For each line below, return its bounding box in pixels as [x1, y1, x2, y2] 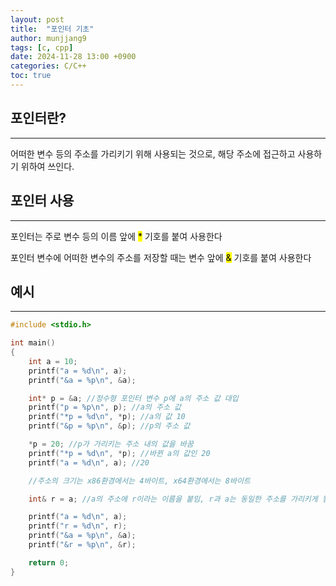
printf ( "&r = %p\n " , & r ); [28, 540, 137, 550]
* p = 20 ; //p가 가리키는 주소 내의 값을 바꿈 [28, 439, 194, 450]
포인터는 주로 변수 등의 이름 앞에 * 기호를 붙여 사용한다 [10, 230, 223, 242]
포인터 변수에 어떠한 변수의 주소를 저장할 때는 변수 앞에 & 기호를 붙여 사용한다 [10, 251, 312, 263]
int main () [10, 338, 56, 348]
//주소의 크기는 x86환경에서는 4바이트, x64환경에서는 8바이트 [28, 476, 251, 486]
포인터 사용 [10, 192, 75, 210]
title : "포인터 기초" [10, 24, 95, 34]
